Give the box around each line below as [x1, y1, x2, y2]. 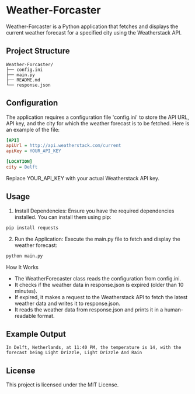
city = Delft [6, 165, 38, 170]
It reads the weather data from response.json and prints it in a [14, 306, 163, 313]
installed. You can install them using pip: [14, 213, 112, 220]
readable [14, 312, 36, 319]
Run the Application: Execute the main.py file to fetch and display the [14, 235, 180, 242]
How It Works [6, 263, 39, 270]
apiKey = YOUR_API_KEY [6, 148, 61, 154]
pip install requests [6, 225, 59, 231]
